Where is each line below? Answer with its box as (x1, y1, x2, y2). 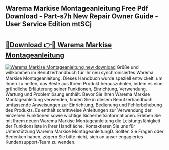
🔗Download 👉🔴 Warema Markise (5, 40, 112, 49)
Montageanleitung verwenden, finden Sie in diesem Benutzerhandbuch (5, 97, 153, 102)
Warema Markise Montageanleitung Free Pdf (5, 4, 149, 13)
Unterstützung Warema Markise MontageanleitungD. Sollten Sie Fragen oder (5, 128, 164, 134)
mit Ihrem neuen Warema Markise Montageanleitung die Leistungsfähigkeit (5, 118, 161, 124)
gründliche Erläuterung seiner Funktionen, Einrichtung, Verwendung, (5, 86, 147, 92)
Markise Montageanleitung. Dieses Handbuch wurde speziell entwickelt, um (5, 75, 163, 81)
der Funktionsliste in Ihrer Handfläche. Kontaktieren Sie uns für (5, 123, 136, 129)
